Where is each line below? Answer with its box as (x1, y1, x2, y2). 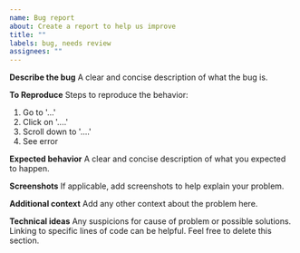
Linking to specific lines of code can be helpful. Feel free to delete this (9, 226, 272, 237)
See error (22, 136, 59, 147)
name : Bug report (9, 13, 75, 23)
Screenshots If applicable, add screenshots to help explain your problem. (9, 180, 285, 191)
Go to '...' (22, 107, 56, 118)
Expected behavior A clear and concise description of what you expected (9, 153, 286, 164)
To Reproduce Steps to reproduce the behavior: (9, 90, 189, 101)
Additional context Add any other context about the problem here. (9, 199, 258, 209)
